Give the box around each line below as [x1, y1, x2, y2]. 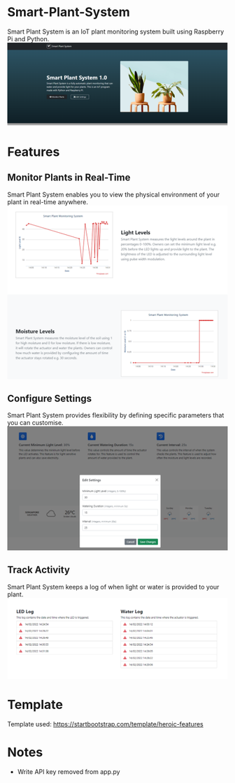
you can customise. [7, 419, 64, 427]
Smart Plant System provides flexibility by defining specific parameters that [7, 411, 225, 419]
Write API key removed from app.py [17, 768, 120, 776]
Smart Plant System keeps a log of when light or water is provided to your [7, 582, 220, 591]
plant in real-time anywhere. [7, 197, 89, 206]
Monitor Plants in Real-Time [7, 172, 131, 184]
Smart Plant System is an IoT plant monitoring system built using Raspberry [7, 27, 225, 36]
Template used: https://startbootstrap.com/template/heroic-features [7, 720, 204, 728]
